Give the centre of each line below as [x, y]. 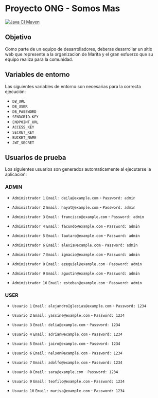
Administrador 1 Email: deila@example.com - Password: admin [74, 198]
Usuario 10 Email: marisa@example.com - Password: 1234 [68, 390]
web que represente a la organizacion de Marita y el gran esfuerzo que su [79, 54]
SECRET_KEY [23, 132]
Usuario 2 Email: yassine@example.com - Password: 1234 [68, 315]
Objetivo [18, 37]
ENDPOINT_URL [25, 122]
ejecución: [16, 91]
